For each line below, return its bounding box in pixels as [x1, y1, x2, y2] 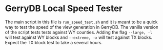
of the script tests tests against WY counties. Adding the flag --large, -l [5, 29, 153, 35]
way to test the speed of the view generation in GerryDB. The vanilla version [5, 24, 159, 30]
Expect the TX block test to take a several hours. [5, 39, 102, 45]
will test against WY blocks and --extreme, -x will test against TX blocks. [5, 34, 153, 40]
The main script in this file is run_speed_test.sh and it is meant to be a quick [5, 19, 158, 25]
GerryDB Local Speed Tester [5, 3, 123, 14]
